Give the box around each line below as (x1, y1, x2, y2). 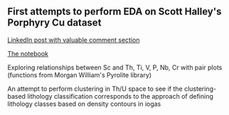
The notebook (7, 49, 48, 57)
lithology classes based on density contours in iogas (7, 99, 161, 108)
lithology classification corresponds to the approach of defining (27, 92, 213, 100)
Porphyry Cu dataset (7, 17, 102, 29)
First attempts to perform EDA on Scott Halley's (7, 6, 222, 18)
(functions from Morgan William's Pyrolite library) (7, 70, 151, 79)
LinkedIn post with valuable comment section (7, 35, 140, 44)
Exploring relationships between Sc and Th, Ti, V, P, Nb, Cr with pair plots (7, 63, 223, 72)
